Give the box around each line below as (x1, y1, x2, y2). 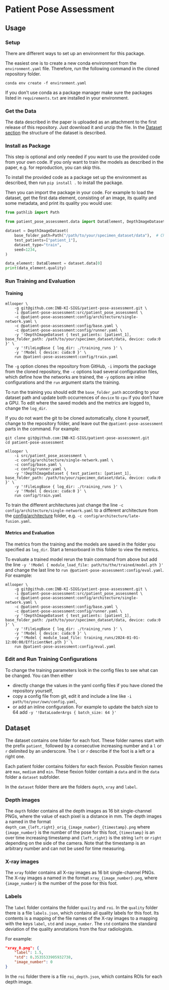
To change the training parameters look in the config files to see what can (5, 667, 158, 673)
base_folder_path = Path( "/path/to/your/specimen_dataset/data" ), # (14, 233, 158, 238)
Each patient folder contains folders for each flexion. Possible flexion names (5, 763, 163, 769)
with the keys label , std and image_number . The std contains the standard (5, 920, 157, 926)
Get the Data (5, 107, 37, 114)
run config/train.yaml (14, 493, 62, 499)
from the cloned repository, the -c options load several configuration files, (5, 369, 158, 375)
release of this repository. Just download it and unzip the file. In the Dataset (5, 124, 162, 130)
